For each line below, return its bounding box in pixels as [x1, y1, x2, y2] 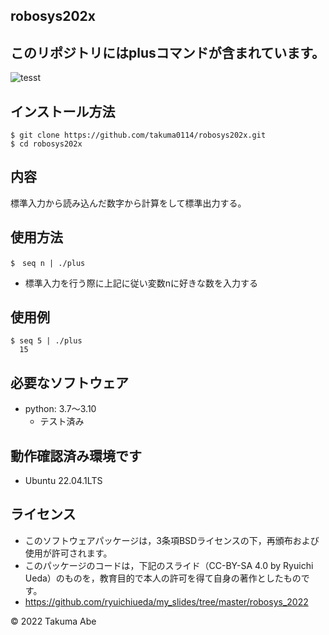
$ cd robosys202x [10, 139, 83, 149]
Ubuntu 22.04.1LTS [24, 475, 103, 487]
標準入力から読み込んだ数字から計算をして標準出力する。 [10, 197, 247, 209]
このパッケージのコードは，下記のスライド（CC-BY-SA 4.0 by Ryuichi [24, 559, 314, 571]
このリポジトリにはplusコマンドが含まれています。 [10, 44, 326, 61]
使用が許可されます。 [24, 547, 113, 559]
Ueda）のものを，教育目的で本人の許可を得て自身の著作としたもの [24, 572, 302, 584]
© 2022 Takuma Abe [10, 615, 97, 627]
